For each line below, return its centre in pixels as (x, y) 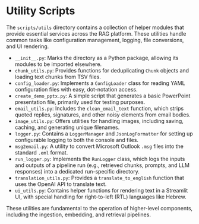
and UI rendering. (28, 46)
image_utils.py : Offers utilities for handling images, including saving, (99, 121)
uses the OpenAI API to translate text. (61, 184)
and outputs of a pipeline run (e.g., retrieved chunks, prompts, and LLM (102, 165)
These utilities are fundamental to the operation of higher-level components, (99, 208)
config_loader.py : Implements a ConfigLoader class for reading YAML (100, 83)
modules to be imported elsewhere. (58, 64)
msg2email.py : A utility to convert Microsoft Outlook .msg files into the (99, 146)
